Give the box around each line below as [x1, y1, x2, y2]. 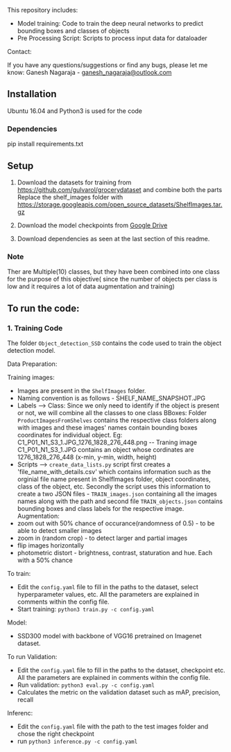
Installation [7, 88, 57, 100]
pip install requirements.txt [7, 140, 84, 148]
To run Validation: [7, 652, 58, 661]
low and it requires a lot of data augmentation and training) [7, 282, 175, 290]
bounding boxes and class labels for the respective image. [17, 504, 185, 512]
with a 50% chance [17, 556, 73, 564]
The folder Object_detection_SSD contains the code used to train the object [7, 339, 222, 347]
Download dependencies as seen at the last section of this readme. [17, 234, 210, 243]
